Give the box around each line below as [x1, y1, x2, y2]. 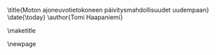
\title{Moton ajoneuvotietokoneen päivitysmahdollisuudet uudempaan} [7, 6, 210, 14]
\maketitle [7, 27, 36, 34]
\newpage [7, 40, 37, 47]
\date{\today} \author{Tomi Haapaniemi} [7, 13, 123, 21]
